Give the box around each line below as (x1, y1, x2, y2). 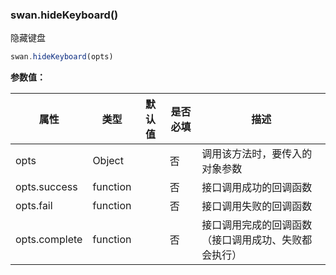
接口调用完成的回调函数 (201, 218, 313, 232)
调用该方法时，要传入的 (201, 147, 313, 161)
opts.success (15, 180, 78, 194)
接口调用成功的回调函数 (201, 181, 313, 195)
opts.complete (15, 233, 83, 247)
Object (92, 154, 124, 168)
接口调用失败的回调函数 (201, 199, 313, 213)
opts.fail (15, 199, 53, 213)
